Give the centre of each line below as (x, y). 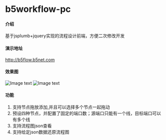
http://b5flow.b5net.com (30, 60)
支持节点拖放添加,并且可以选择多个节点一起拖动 (61, 107)
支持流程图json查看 (32, 126)
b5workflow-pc (38, 9)
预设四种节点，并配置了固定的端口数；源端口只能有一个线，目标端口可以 (86, 113)
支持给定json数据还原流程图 (41, 132)
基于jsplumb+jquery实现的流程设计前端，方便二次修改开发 (65, 36)
